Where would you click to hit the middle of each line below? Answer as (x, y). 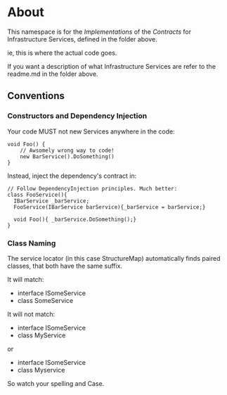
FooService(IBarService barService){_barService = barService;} (110, 207)
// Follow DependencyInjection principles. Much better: (92, 188)
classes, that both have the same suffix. (65, 266)
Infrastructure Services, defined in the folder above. (82, 39)
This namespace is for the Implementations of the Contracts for (99, 32)
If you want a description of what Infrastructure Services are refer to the (112, 66)
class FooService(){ (38, 195)
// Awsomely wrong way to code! (67, 150)
